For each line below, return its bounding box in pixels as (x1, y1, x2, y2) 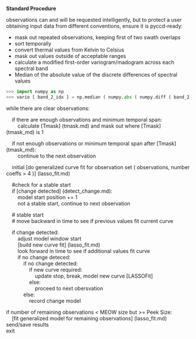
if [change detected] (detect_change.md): (11, 187, 113, 194)
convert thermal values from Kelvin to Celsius (14, 46, 125, 53)
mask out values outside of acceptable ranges (14, 53, 126, 59)
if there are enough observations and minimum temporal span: (11, 116, 163, 123)
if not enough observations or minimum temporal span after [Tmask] (11, 140, 177, 147)
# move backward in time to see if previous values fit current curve (11, 217, 174, 224)
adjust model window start (17, 235, 82, 242)
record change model (29, 297, 81, 304)
